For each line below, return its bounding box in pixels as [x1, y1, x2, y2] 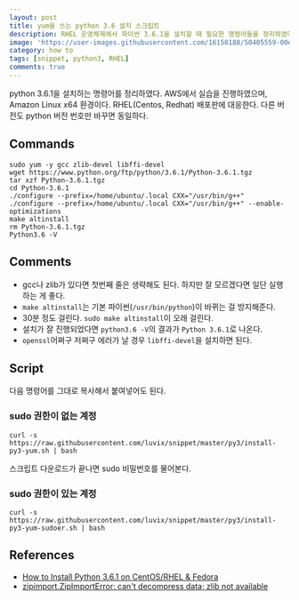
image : [9, 37, 34, 47]
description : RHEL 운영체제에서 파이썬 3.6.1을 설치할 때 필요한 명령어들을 [9, 29, 260, 38]
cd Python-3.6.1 [9, 183, 69, 192]
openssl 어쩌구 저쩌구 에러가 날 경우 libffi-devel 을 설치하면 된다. [21, 334, 253, 345]
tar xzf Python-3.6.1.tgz [9, 175, 105, 185]
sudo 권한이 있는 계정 [9, 487, 97, 500]
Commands [9, 137, 76, 152]
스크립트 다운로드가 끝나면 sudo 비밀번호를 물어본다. [9, 463, 191, 474]
